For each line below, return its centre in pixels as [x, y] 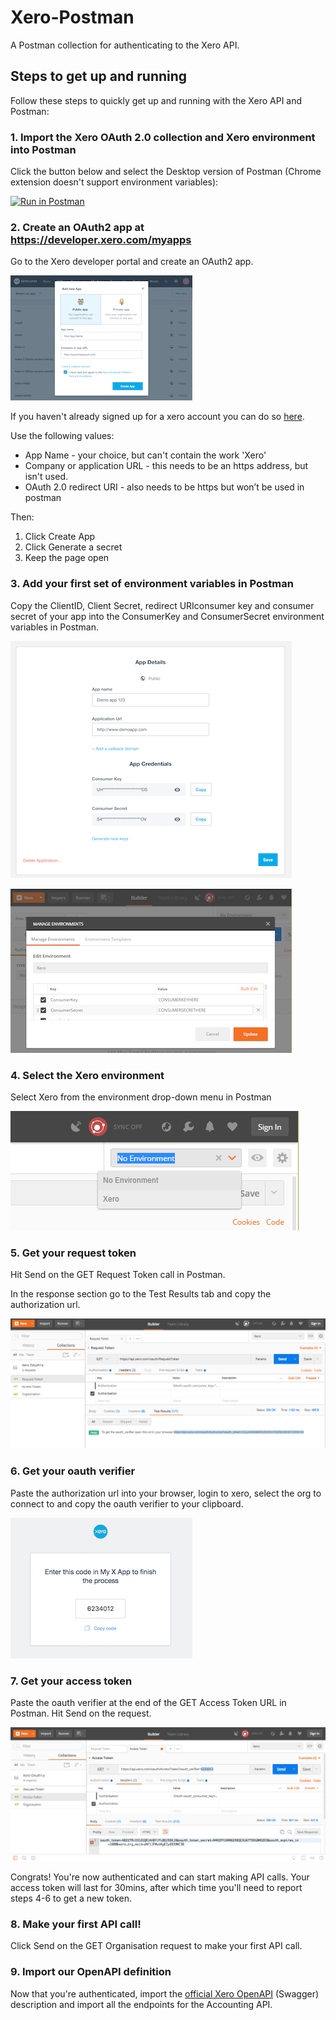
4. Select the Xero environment [87, 1075]
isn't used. [46, 477]
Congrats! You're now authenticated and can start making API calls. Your [160, 1877]
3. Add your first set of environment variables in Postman [152, 584]
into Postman [43, 149]
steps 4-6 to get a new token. [71, 1898]
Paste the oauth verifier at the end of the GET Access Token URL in [148, 1703]
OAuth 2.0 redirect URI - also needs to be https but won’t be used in [164, 487]
